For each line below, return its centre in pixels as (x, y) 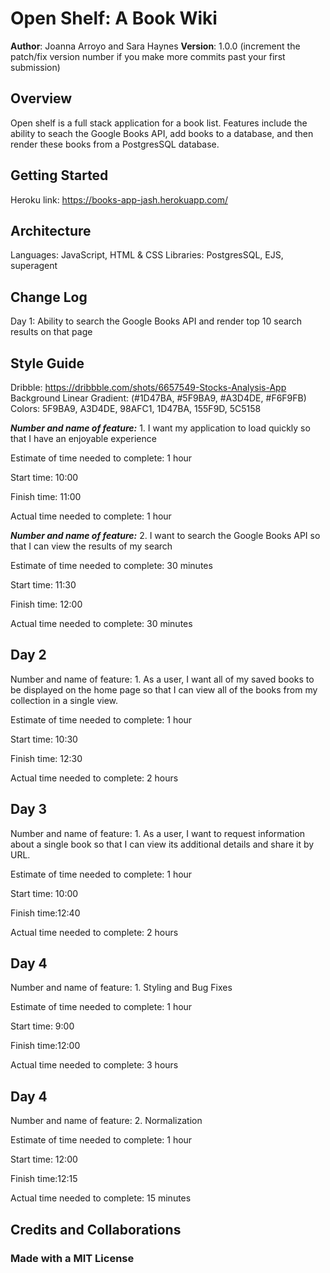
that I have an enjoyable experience (83, 438)
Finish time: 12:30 (46, 758)
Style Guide (47, 363)
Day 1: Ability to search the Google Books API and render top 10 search (156, 321)
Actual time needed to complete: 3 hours (94, 1065)
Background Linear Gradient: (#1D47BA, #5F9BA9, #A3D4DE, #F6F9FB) (158, 398)
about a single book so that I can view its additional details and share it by (162, 844)
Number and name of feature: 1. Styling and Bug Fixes (121, 988)
